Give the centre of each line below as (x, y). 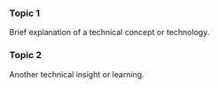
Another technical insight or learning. (77, 74)
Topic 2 (26, 55)
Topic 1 (24, 13)
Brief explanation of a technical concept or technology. (109, 33)
